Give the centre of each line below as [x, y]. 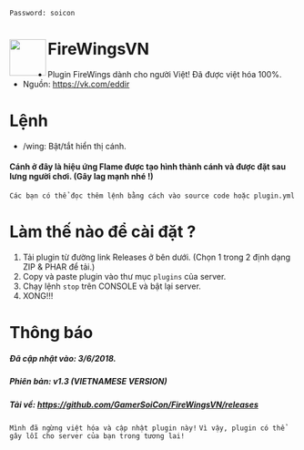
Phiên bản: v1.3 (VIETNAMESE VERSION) [88, 382]
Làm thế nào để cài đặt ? [103, 232]
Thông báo [51, 333]
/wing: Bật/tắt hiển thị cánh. [74, 146]
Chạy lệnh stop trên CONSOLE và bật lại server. [112, 286]
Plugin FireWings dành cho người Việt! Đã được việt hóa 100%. [165, 74]
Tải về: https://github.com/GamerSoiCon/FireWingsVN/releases [134, 404]
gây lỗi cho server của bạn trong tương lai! [97, 436]
